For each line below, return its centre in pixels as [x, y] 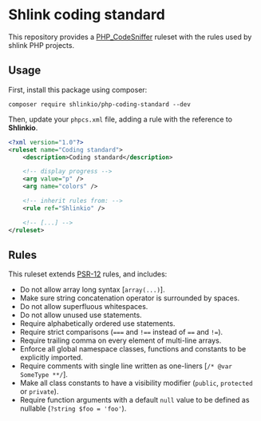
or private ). [39, 391]
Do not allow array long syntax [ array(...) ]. [92, 290]
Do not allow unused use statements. [81, 315]
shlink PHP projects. [41, 45]
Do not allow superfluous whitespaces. [84, 307]
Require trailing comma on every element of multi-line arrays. [121, 340]
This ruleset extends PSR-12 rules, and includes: [88, 274]
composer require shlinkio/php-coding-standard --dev [100, 104]
